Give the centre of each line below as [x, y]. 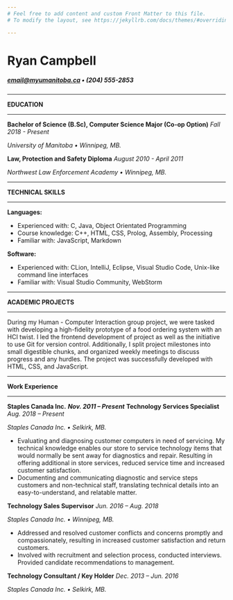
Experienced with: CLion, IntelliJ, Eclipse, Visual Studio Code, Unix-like [118, 267]
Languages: [25, 212]
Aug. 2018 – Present [36, 414]
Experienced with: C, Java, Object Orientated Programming [102, 225]
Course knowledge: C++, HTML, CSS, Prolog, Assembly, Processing [115, 233]
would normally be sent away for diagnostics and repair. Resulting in [115, 455]
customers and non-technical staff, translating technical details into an [118, 485]
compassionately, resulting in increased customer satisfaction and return [121, 540]
